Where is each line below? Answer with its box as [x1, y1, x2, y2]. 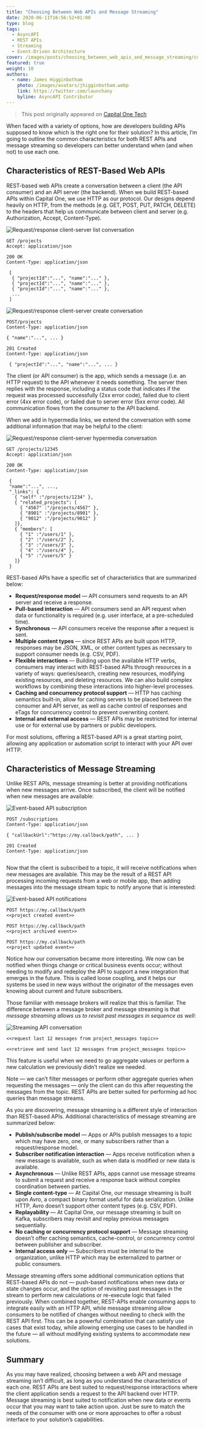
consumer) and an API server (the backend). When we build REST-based [6, 188, 189, 195]
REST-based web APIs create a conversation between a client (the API [6, 182, 183, 189]
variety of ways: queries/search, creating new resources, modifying [15, 670, 185, 677]
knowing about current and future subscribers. [6, 987, 123, 995]
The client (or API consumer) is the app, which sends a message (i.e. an [6, 372, 186, 379]
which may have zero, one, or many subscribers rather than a [15, 1138, 169, 1145]
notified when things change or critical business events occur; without [6, 962, 182, 969]
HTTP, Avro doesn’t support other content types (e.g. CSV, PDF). [15, 1202, 177, 1209]
